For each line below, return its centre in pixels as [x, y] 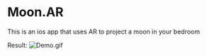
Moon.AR [35, 12]
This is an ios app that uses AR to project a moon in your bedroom [104, 31]
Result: [17, 45]
